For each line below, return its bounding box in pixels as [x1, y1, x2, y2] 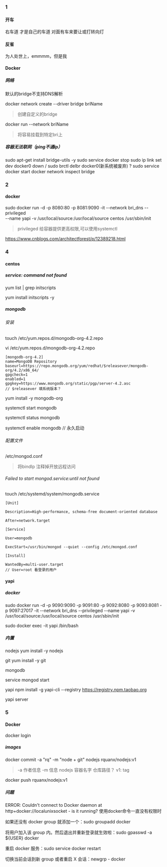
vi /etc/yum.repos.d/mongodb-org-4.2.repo [5, 345, 95, 351]
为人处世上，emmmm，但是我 [5, 53, 67, 59]
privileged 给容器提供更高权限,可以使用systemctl [17, 225, 117, 231]
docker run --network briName [5, 121, 69, 127]
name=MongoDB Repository [5, 359, 57, 364]
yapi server [5, 696, 28, 702]
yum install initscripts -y [5, 295, 54, 301]
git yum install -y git [5, 657, 46, 663]
